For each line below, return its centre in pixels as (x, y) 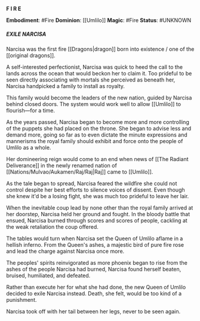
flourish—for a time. (31, 110)
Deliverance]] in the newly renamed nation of (62, 165)
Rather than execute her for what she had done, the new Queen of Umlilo (96, 287)
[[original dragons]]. (31, 55)
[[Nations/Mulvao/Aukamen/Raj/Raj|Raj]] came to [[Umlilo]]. (80, 172)
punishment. (21, 299)
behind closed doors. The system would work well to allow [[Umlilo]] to (93, 104)
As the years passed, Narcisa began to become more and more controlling (98, 122)
